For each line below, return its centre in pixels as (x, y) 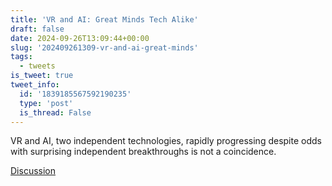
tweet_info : (35, 85)
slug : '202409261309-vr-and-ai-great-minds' (104, 47)
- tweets (37, 66)
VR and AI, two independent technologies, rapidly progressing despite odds (166, 141)
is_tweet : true (42, 76)
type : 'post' (46, 103)
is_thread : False (55, 112)
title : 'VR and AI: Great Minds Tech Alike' (104, 19)
